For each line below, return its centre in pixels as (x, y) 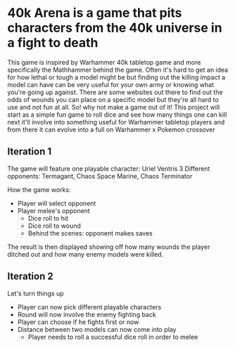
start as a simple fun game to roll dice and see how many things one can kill (117, 115)
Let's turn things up (36, 293)
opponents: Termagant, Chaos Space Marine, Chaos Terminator (100, 176)
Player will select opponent (57, 203)
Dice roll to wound (54, 226)
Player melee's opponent (53, 211)
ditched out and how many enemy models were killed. (85, 254)
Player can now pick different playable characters (89, 307)
